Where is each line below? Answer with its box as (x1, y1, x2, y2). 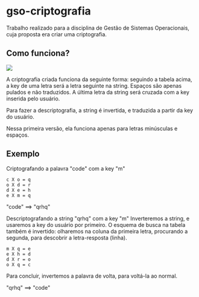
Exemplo (6, 149, 40, 159)
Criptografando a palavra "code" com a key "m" (6, 165, 125, 172)
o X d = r (6, 181, 31, 188)
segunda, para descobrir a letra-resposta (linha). (6, 234, 128, 241)
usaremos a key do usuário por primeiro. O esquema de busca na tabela (6, 221, 186, 228)
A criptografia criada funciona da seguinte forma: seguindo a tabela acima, (6, 76, 192, 83)
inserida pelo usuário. (6, 95, 60, 102)
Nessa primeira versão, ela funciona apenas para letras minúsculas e (6, 125, 178, 132)
